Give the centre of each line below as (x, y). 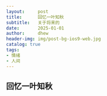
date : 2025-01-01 (35, 28)
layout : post (27, 11)
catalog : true (24, 45)
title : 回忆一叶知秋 (35, 17)
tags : (13, 50)
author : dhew (27, 34)
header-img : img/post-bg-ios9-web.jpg (53, 39)
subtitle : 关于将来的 (33, 22)
